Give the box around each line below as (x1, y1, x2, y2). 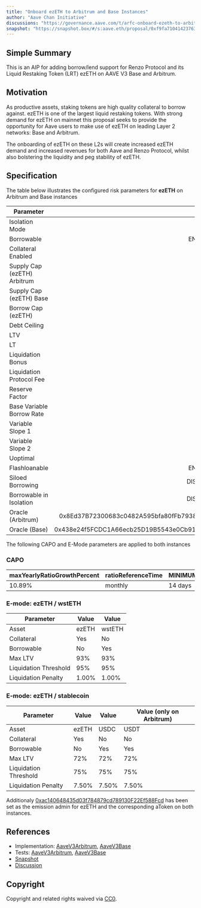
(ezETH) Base (9, 294, 48, 302)
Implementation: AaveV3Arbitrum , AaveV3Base (14, 843, 132, 850)
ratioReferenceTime (105, 571, 163, 580)
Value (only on (136, 707, 179, 715)
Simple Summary (6, 47, 72, 58)
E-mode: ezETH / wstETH (6, 599, 82, 607)
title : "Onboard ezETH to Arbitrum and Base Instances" (6, 8, 148, 15)
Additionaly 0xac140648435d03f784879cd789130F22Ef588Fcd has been (6, 796, 188, 804)
